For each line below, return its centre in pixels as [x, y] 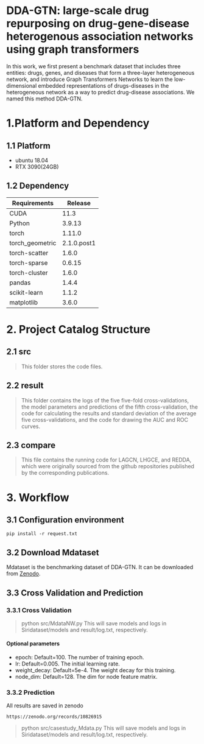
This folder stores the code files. [62, 367]
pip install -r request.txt [42, 534]
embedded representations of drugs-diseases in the [104, 85]
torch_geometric [33, 243]
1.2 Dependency [38, 186]
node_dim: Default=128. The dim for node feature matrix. [86, 677]
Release [79, 203]
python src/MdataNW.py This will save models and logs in [94, 623]
